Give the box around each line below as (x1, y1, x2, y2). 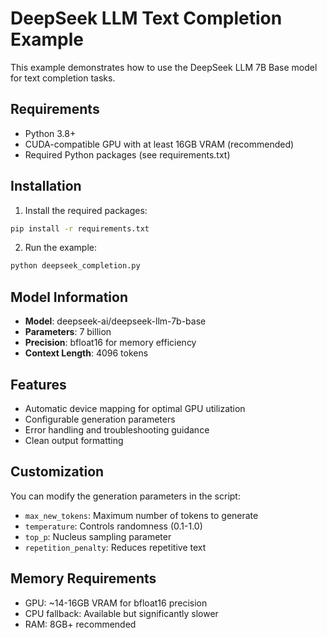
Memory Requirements (10, 570, 157, 587)
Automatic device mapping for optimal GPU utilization (24, 402, 246, 414)
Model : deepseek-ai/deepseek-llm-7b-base (24, 315, 207, 327)
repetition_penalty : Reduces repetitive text (24, 541, 207, 553)
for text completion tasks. (10, 72, 116, 84)
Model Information (10, 288, 129, 306)
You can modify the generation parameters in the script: (10, 490, 241, 502)
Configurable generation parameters (24, 413, 176, 425)
